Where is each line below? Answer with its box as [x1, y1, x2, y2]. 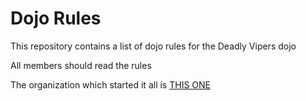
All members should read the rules [10, 59, 152, 71]
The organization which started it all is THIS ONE [10, 78, 211, 91]
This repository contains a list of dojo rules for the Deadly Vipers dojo [10, 40, 297, 52]
